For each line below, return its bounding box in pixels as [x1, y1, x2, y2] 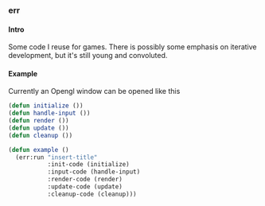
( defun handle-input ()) [8, 109, 91, 118]
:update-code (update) [47, 183, 123, 191]
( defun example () [8, 146, 69, 154]
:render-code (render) [47, 176, 123, 184]
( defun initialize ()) [8, 102, 84, 110]
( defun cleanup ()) [8, 131, 73, 139]
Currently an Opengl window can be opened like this [8, 87, 181, 96]
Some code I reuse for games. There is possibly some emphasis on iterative [8, 42, 257, 52]
